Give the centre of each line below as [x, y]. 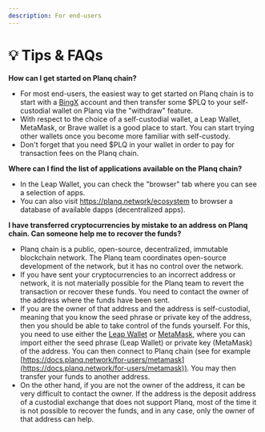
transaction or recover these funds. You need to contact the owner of [135, 291]
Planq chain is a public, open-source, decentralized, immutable [124, 249]
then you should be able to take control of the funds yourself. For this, [135, 326]
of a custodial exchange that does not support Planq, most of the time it [138, 402]
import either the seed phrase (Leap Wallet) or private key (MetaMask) [136, 342]
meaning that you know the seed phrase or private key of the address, [136, 317]
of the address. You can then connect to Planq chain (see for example [135, 351]
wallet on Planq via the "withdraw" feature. [122, 110]
